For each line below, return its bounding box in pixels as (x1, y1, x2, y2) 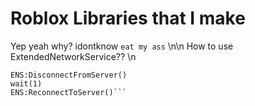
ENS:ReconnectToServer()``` (10, 87, 128, 97)
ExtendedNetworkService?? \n (10, 50, 137, 62)
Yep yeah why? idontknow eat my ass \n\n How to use (10, 40, 234, 52)
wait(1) (10, 78, 43, 89)
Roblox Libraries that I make (10, 7, 246, 30)
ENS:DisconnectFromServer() (10, 70, 128, 80)
